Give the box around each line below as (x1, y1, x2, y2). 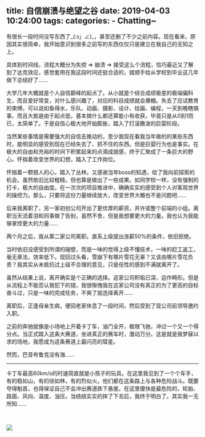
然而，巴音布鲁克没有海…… (6, 350, 75, 358)
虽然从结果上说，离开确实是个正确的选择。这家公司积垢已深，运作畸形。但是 (6, 273, 199, 281)
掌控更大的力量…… (11, 219, 59, 227)
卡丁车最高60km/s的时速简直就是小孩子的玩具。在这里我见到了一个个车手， (6, 369, 196, 377)
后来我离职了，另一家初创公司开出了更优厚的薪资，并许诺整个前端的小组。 (6, 204, 193, 212)
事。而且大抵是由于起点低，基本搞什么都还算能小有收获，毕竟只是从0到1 (6, 112, 189, 119)
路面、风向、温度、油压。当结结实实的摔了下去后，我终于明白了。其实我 (6, 392, 188, 400)
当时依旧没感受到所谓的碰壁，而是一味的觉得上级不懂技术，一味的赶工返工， (6, 245, 199, 253)
